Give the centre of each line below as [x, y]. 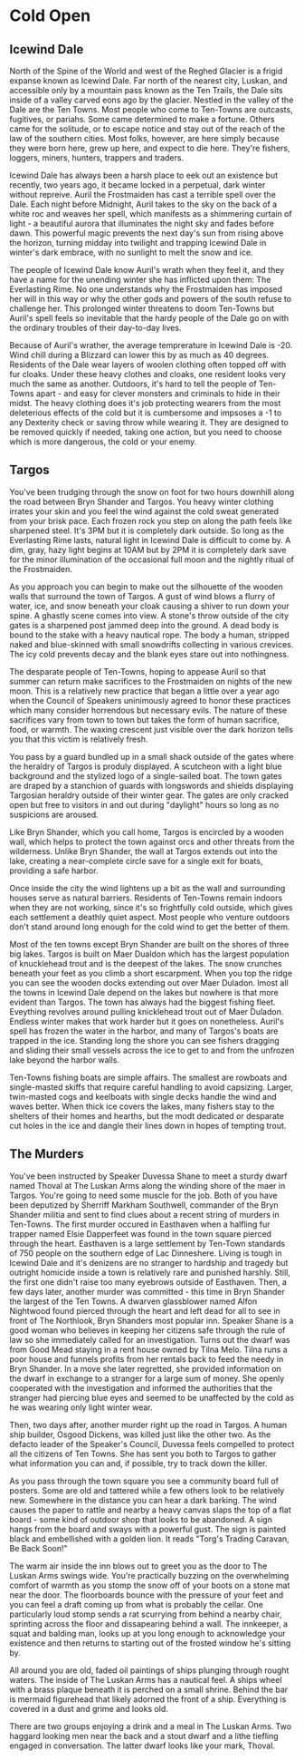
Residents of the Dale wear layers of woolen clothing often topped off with [148, 365]
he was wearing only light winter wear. [81, 1407]
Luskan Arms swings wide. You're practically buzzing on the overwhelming [149, 1575]
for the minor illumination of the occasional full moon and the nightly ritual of [152, 559]
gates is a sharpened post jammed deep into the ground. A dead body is [144, 625]
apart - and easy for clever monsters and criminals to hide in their [158, 394]
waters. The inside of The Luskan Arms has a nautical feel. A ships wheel [146, 1679]
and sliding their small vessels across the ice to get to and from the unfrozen [152, 1050]
